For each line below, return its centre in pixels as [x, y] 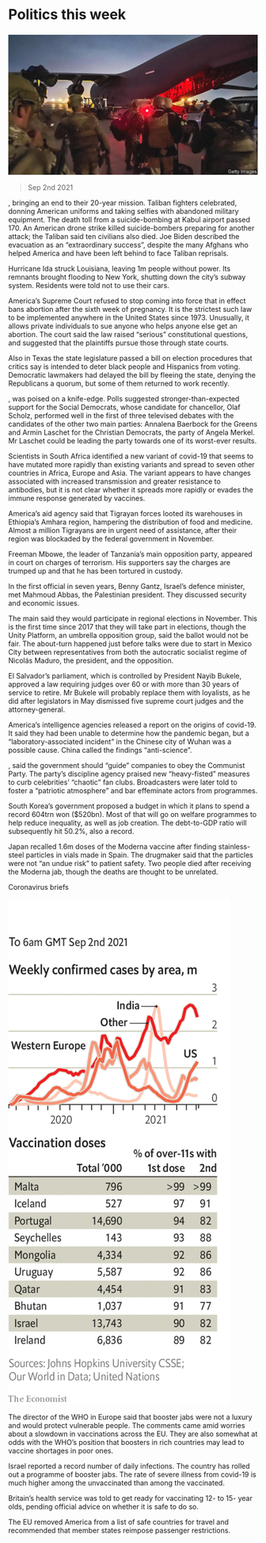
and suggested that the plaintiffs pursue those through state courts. [119, 343]
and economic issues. [44, 603]
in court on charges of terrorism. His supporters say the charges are [120, 563]
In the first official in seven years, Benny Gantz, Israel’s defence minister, [127, 587]
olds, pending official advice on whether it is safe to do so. [104, 1507]
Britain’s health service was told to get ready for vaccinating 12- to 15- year [131, 1499]
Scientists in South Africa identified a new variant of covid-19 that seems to [131, 456]
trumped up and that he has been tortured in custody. [96, 571]
